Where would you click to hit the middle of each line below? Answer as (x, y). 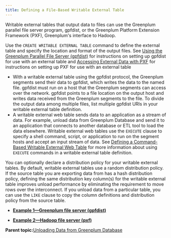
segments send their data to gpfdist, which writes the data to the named (89, 82)
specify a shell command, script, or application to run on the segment (86, 136)
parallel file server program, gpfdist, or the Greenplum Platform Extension (82, 30)
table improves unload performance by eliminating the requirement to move (85, 184)
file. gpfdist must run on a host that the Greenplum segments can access (89, 88)
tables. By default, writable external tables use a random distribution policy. (85, 168)
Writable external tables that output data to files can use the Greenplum (80, 24)
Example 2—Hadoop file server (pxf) (52, 220)
